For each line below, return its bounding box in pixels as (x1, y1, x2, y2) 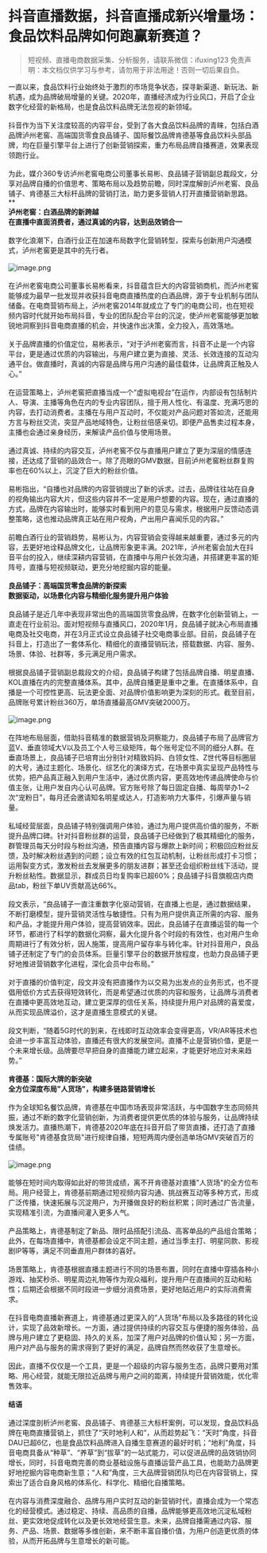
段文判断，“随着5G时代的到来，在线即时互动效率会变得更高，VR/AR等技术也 (8, 1025, 257, 1035)
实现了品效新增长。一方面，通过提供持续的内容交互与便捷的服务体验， (21, 1323, 252, 1332)
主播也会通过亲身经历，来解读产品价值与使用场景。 (8, 427, 176, 437)
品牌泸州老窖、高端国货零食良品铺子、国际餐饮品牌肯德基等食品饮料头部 (8, 130, 245, 140)
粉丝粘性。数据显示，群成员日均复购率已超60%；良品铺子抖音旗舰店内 (14, 871, 247, 880)
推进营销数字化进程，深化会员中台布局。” (21, 958, 155, 969)
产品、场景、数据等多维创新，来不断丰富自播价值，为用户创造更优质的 (21, 1526, 252, 1535)
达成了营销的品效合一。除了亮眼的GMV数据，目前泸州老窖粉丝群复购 (29, 455, 254, 465)
